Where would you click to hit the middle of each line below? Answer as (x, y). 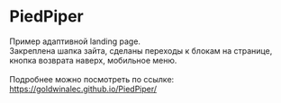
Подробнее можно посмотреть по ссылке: (92, 79)
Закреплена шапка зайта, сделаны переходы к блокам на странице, (141, 50)
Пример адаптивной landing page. (75, 41)
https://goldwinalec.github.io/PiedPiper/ (83, 89)
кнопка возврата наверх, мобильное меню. (93, 60)
